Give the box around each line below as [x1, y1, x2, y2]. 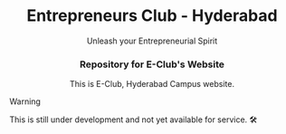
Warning [9, 96, 41, 107]
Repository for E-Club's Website [80, 58, 224, 71]
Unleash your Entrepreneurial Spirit [86, 35, 218, 46]
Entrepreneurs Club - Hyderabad [26, 5, 278, 26]
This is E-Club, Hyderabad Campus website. [69, 79, 235, 90]
